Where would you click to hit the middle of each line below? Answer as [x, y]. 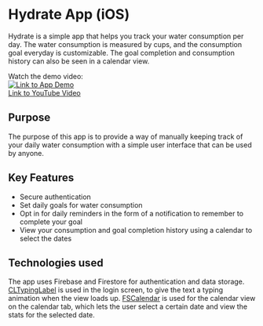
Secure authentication [55, 197]
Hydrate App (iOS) [69, 14]
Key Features [41, 178]
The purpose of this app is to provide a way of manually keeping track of [126, 136]
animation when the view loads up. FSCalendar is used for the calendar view [132, 299]
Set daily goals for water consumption [81, 205]
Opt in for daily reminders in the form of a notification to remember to [131, 213]
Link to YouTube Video [44, 92]
